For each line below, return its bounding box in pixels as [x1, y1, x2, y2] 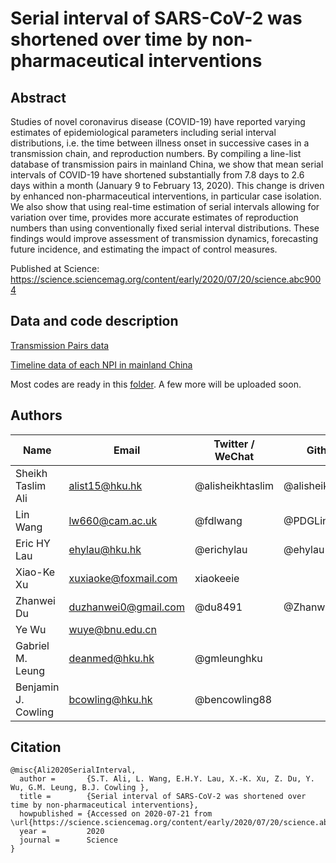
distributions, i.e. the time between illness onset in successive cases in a [10, 137, 310, 149]
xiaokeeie [194, 571, 240, 585]
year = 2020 [19, 827, 105, 837]
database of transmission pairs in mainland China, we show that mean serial [10, 158, 324, 170]
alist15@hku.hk [68, 478, 143, 492]
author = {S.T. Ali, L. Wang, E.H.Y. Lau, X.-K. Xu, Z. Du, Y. [19, 774, 315, 784]
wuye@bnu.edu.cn [68, 622, 157, 636]
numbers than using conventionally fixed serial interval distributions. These [10, 222, 320, 234]
